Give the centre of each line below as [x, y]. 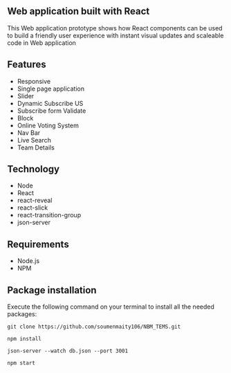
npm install [24, 339]
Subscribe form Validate [52, 111]
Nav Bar [29, 133]
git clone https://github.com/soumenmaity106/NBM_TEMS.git [94, 327]
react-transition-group [49, 215]
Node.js [28, 261]
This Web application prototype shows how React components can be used [115, 28]
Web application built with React [78, 11]
